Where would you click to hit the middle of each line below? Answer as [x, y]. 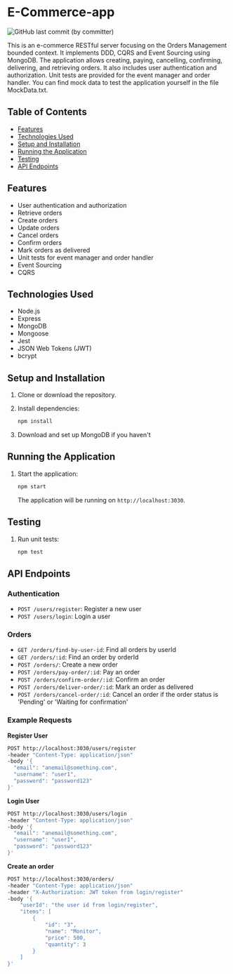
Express [29, 319]
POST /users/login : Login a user [64, 616]
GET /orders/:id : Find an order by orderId [78, 658]
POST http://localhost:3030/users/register [72, 748]
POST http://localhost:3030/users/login [67, 814]
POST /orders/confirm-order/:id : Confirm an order [91, 680]
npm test [30, 552]
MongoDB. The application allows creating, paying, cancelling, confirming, [115, 60]
